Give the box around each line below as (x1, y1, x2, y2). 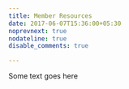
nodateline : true (8, 34, 67, 43)
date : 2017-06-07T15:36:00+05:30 (8, 19, 122, 28)
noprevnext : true (8, 27, 67, 35)
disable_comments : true (8, 42, 89, 50)
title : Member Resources (8, 11, 92, 20)
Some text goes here (8, 71, 79, 81)
